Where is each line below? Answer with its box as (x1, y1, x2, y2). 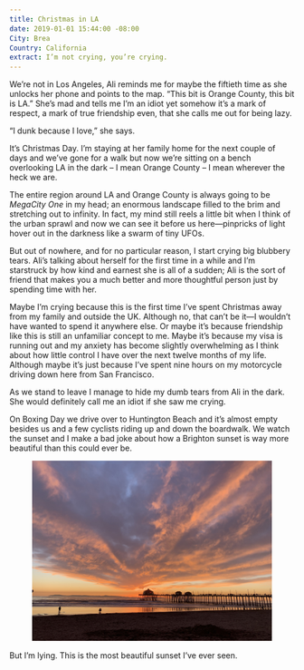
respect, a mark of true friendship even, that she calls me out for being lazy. (9, 108, 292, 119)
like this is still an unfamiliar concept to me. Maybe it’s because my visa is (9, 331, 283, 342)
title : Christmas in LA (9, 15, 100, 24)
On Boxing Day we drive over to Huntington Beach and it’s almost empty (9, 413, 279, 425)
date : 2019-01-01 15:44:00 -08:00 (9, 24, 140, 34)
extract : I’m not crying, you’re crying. (9, 53, 168, 63)
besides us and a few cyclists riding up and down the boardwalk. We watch (9, 423, 290, 434)
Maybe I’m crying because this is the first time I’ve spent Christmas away (9, 302, 282, 313)
